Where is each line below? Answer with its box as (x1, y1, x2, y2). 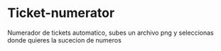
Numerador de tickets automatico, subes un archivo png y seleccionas (7, 28, 215, 37)
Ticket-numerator (7, 5, 115, 21)
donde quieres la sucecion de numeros (7, 35, 122, 44)
